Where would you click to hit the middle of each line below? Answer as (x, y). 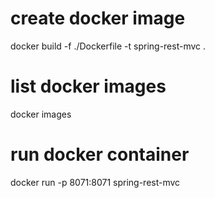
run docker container (100, 154)
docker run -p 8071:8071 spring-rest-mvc (95, 182)
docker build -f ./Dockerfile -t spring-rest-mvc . (108, 46)
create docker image (98, 18)
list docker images (88, 86)
